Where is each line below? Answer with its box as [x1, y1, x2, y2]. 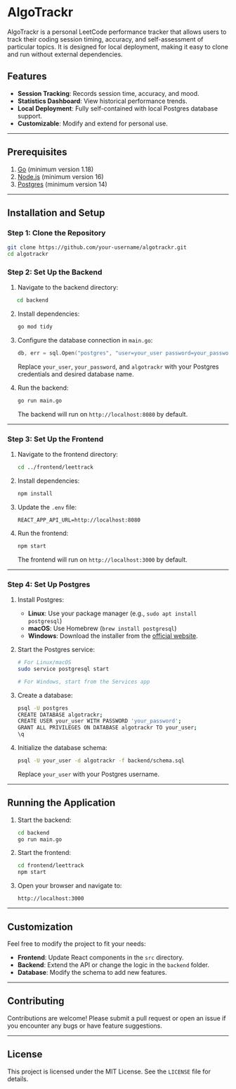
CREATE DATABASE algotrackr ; [17, 711, 103, 718]
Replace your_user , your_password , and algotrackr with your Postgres [17, 362, 219, 371]
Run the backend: [17, 383, 69, 392]
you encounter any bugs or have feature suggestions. [7, 1021, 163, 1030]
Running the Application [7, 797, 116, 809]
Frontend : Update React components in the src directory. [17, 953, 184, 962]
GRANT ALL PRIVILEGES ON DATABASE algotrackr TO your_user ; [17, 724, 197, 732]
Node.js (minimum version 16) [17, 172, 104, 180]
